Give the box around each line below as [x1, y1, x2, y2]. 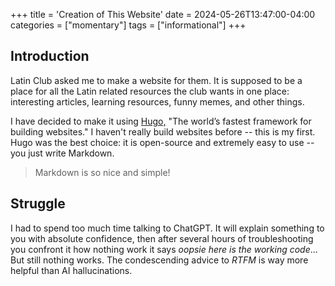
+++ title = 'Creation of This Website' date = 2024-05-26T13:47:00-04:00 [10, 9, 316, 20]
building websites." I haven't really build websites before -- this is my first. [10, 125, 316, 138]
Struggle [10, 195, 66, 213]
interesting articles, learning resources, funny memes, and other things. [10, 95, 305, 108]
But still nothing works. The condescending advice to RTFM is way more [10, 254, 309, 266]
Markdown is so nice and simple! [34, 166, 171, 178]
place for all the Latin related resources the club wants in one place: [10, 85, 290, 97]
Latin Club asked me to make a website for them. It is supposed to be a [10, 74, 303, 86]
